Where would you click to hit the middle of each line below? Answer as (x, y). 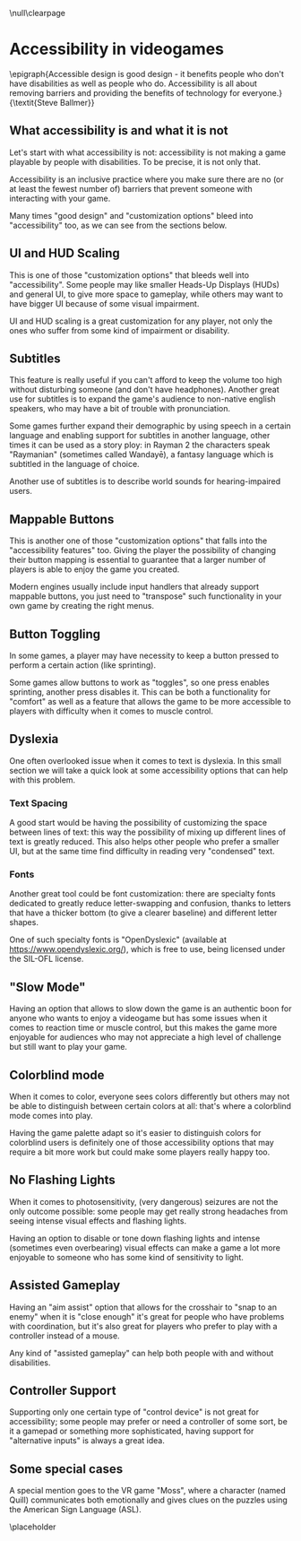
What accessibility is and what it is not (119, 130)
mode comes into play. (51, 1116)
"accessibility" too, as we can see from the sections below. (118, 225)
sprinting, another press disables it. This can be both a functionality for (140, 692)
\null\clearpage (37, 13)
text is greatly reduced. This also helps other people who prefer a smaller (144, 842)
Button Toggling (55, 634)
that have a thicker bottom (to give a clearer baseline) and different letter (143, 913)
